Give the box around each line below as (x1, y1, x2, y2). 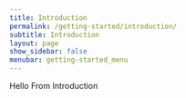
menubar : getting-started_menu (9, 55, 129, 64)
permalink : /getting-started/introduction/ (9, 22, 178, 31)
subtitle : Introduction (9, 30, 100, 39)
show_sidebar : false (9, 47, 88, 56)
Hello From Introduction (9, 81, 98, 91)
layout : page (9, 38, 59, 48)
